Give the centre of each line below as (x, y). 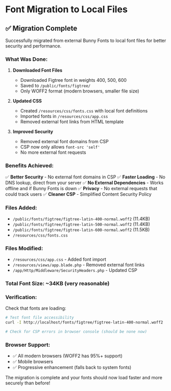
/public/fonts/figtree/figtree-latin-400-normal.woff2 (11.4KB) (81, 219)
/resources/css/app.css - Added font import (59, 260)
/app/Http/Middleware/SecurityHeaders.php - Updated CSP (75, 270)
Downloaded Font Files (38, 71)
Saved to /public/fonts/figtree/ (55, 86)
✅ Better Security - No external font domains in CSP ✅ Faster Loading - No (86, 177)
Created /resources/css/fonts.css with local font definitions (84, 111)
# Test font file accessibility (40, 318)
